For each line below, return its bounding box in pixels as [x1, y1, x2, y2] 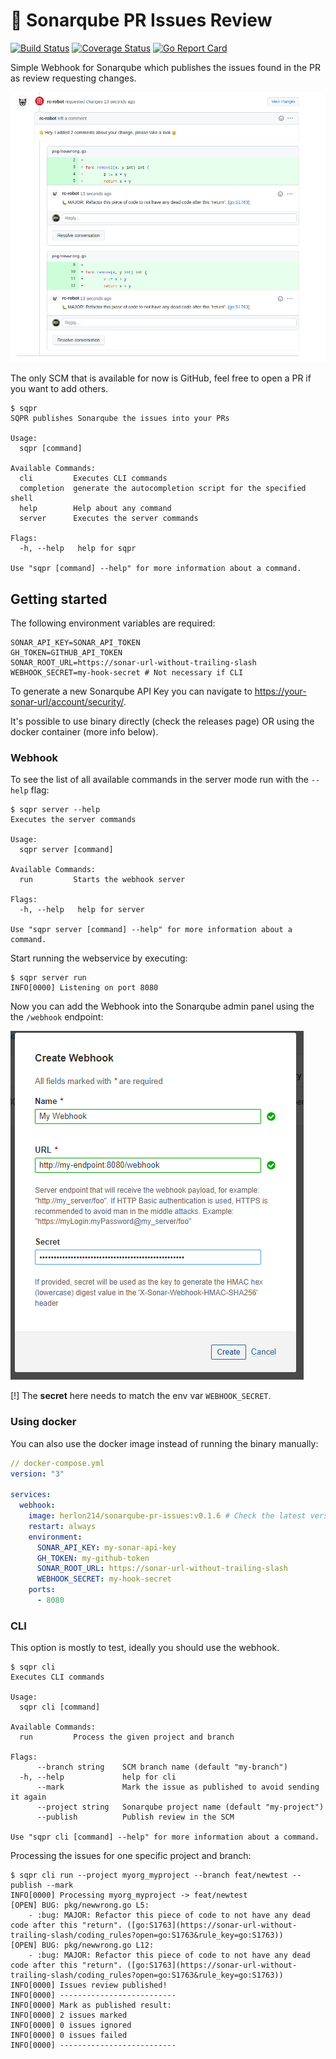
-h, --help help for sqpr [19, 544, 137, 554]
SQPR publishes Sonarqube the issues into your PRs [10, 414, 230, 424]
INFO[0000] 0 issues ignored [10, 2020, 132, 2031]
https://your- [254, 685, 307, 698]
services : [10, 1490, 52, 1500]
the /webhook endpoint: [10, 1011, 104, 1023]
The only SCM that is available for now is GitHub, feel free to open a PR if [10, 372, 312, 384]
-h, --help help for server [19, 905, 145, 915]
